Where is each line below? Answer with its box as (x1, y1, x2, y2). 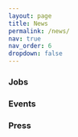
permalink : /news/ (8, 27, 70, 35)
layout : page (8, 11, 52, 20)
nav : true (8, 34, 42, 43)
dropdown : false (8, 49, 63, 58)
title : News (8, 19, 48, 28)
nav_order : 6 (8, 42, 52, 50)
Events (8, 98, 36, 109)
